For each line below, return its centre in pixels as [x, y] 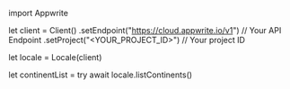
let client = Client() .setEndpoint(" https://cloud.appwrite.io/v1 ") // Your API [145, 30]
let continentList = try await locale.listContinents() [101, 75]
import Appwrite [39, 13]
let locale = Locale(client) [55, 57]
